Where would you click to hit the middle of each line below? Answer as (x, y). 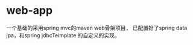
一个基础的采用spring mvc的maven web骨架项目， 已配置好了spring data (97, 28)
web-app (30, 10)
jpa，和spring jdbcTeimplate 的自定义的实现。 (63, 35)
